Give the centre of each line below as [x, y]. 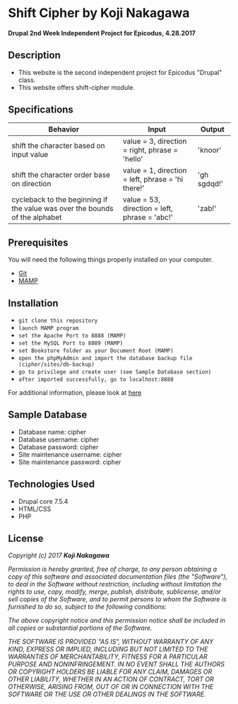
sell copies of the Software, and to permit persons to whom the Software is [117, 599]
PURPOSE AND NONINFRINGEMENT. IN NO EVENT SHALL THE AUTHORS [117, 664]
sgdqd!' [210, 184]
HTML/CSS [35, 509]
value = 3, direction [155, 142]
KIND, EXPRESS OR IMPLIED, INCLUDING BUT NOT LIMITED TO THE [108, 650]
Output [212, 129]
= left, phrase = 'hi [153, 180]
